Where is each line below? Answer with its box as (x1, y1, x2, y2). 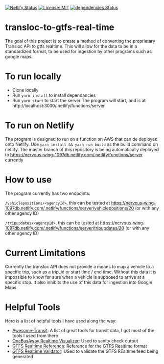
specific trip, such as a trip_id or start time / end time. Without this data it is (5, 269, 157, 275)
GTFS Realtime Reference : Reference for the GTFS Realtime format (12, 343, 147, 349)
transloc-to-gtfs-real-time (5, 22, 115, 33)
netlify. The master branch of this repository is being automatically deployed (5, 146, 159, 152)
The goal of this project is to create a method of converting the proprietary (5, 38, 156, 44)
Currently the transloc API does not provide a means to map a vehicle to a (5, 263, 154, 269)
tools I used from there (12, 333, 58, 338)
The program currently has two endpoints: (5, 190, 91, 196)
